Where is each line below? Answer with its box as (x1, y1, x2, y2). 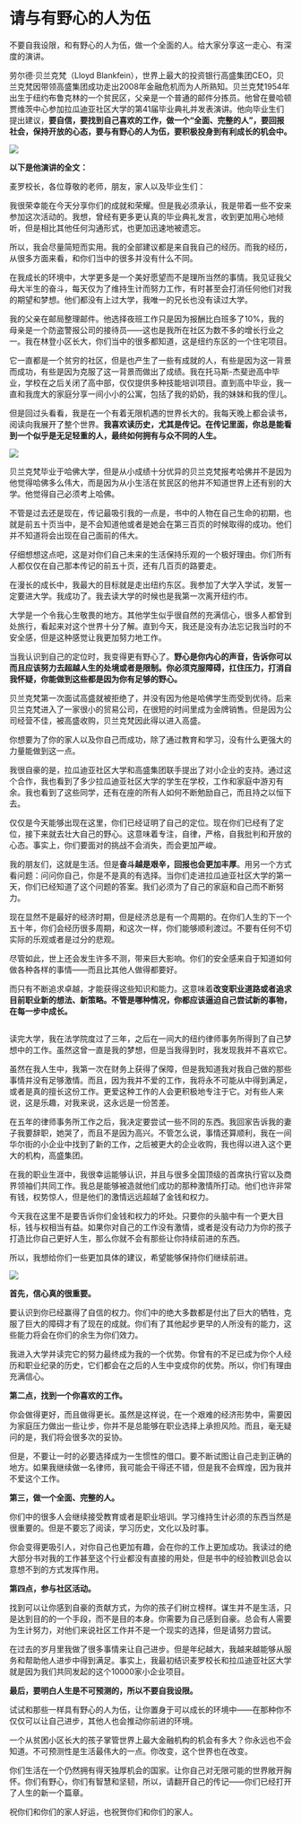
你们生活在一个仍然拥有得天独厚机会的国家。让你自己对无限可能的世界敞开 (9, 1765, 284, 1776)
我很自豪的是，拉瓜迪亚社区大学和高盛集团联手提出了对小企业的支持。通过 (9, 764, 284, 775)
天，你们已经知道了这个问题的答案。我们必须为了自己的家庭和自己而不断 (9, 881, 276, 891)
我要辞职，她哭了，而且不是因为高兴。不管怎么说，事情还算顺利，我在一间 (16, 1127, 292, 1138)
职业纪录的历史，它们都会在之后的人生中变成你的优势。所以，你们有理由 (24, 1359, 292, 1370)
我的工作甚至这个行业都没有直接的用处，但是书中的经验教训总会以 (47, 1552, 292, 1563)
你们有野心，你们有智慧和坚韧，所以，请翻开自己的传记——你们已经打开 (24, 1776, 292, 1786)
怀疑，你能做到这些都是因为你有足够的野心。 (16, 673, 182, 684)
